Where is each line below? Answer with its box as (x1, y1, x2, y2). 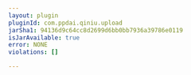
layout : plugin (8, 11, 59, 20)
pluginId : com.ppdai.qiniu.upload (8, 19, 123, 27)
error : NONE (8, 41, 48, 49)
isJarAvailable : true (8, 33, 80, 42)
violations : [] (8, 48, 59, 56)
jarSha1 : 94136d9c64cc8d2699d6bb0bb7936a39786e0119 (8, 26, 183, 34)
